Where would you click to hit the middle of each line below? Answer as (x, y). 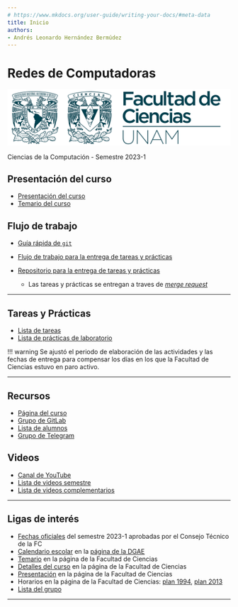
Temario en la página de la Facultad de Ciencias (87, 559)
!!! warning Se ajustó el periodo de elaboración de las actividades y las (110, 352)
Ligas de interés (43, 519)
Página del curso (42, 412)
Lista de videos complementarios (66, 490)
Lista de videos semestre (54, 482)
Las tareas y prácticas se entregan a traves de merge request (118, 285)
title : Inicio (28, 22)
